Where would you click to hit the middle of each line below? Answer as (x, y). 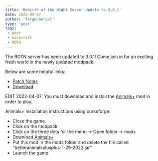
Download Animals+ (33, 137)
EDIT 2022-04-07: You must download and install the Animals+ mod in (78, 96)
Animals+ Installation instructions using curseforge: (58, 111)
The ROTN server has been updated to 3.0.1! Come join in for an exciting (79, 56)
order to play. (19, 101)
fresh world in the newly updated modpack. (50, 62)
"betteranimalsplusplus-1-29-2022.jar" (52, 147)
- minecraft (20, 38)
